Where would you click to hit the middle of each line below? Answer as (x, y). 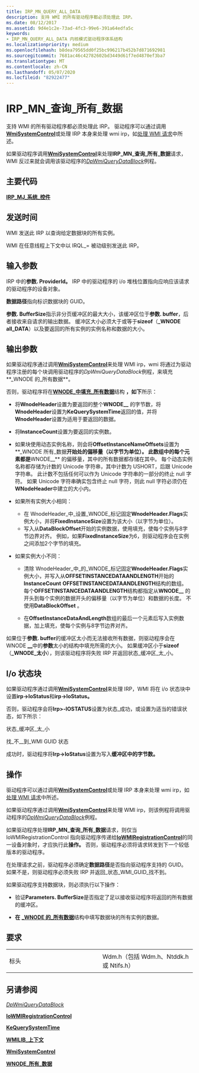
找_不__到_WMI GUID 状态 (38, 741)
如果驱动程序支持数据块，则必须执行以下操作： (63, 884)
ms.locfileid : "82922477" (38, 78)
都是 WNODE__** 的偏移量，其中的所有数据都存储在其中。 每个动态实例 (106, 459)
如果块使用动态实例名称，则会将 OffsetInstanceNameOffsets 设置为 (97, 444)
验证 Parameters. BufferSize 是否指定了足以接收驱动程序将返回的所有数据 (104, 897)
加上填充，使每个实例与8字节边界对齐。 (83, 626)
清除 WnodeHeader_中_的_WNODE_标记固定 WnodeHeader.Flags (103, 568)
